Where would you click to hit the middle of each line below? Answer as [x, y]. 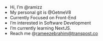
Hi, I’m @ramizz [26, 7]
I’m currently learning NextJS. [40, 28]
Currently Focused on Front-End [43, 18]
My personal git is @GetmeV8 [40, 12]
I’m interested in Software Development [50, 23]
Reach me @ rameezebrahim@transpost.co [54, 33]
